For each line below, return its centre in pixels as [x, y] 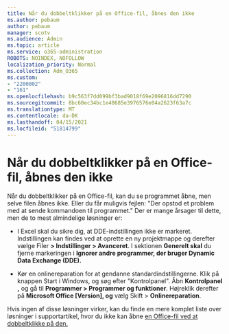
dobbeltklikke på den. [38, 324]
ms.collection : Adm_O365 [43, 71]
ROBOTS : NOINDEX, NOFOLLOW [46, 58]
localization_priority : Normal [52, 65]
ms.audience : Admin [35, 39]
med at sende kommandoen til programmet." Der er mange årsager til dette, [114, 211]
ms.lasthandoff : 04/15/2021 [47, 122]
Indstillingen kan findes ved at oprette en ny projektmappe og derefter [116, 238]
